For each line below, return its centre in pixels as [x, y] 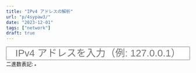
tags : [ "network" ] [28, 28]
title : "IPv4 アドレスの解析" [40, 11]
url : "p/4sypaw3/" [28, 17]
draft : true [20, 33]
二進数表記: [20, 64]
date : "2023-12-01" [30, 22]
